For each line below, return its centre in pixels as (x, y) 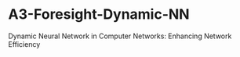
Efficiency (24, 44)
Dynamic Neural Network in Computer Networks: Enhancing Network (120, 36)
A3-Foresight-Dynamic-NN (99, 14)
